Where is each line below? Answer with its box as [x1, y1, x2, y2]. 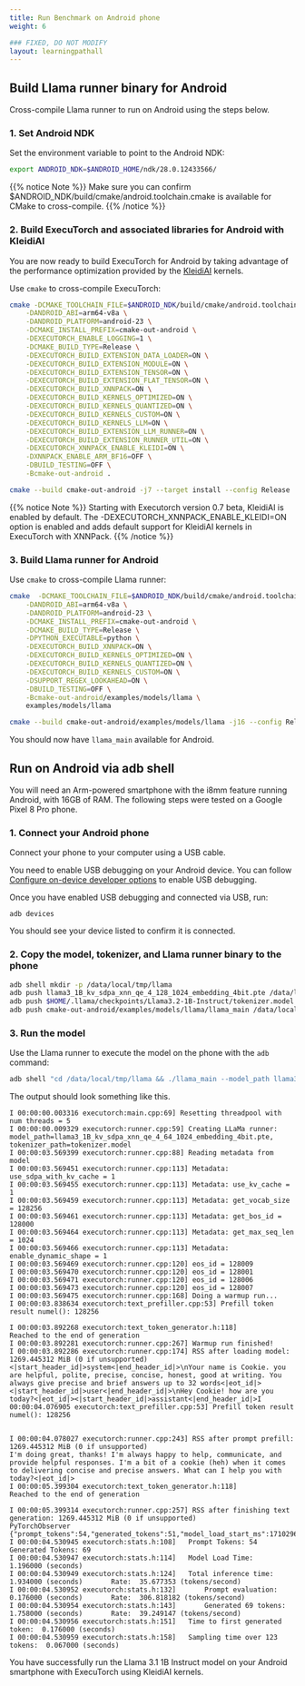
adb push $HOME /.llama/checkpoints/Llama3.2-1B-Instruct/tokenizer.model [9, 997, 295, 1006]
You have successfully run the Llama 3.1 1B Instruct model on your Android [9, 1657, 288, 1668]
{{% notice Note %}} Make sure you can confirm [9, 182, 192, 192]
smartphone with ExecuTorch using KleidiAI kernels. [9, 1667, 204, 1678]
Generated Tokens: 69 [9, 1545, 92, 1555]
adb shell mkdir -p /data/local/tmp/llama [9, 980, 172, 990]
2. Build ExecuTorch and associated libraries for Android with [9, 223, 284, 236]
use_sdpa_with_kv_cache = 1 [9, 1172, 116, 1181]
